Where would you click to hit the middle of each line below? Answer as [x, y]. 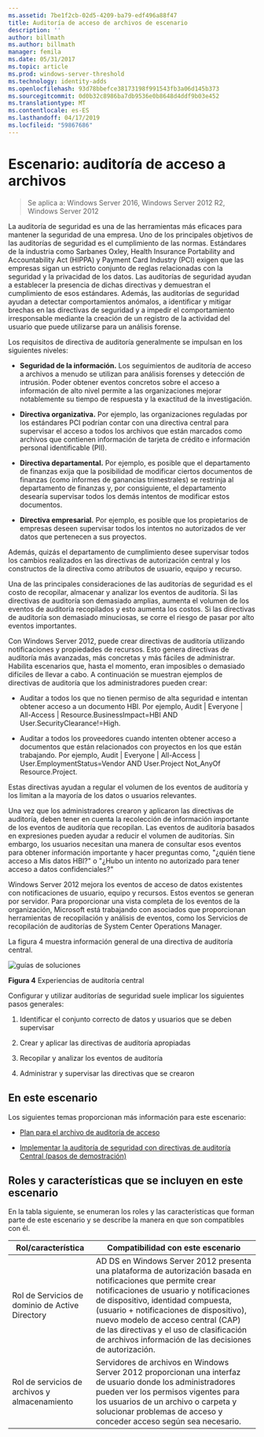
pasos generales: [36, 1003]
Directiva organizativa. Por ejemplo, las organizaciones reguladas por [134, 414]
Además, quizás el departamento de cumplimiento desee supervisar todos [128, 552]
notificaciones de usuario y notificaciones [172, 1291]
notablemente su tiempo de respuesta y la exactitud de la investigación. [136, 399]
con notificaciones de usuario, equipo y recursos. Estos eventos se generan [131, 892]
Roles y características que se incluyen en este [126, 1180]
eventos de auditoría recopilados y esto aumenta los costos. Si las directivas [132, 609]
